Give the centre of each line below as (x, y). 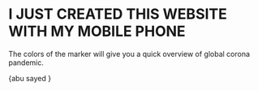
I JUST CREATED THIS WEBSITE (118, 14)
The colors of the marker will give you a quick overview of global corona (129, 54)
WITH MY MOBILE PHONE (97, 31)
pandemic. (26, 63)
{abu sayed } (30, 78)
